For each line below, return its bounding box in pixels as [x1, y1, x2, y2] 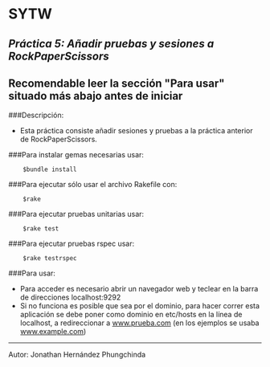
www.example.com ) [19, 327, 87, 336]
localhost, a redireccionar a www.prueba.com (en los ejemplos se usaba [19, 318, 260, 328]
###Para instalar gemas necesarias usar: [8, 150, 145, 160]
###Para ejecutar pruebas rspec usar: [8, 239, 135, 249]
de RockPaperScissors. [19, 134, 98, 145]
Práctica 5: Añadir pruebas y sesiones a [8, 37, 215, 51]
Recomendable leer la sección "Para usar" [8, 76, 225, 90]
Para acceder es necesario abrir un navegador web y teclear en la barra [19, 284, 259, 294]
